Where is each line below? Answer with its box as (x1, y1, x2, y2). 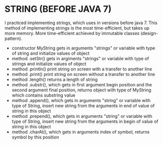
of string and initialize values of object (11, 50, 90, 56)
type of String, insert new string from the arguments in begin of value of (11, 118, 159, 124)
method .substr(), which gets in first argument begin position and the (11, 81, 152, 87)
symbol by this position (11, 134, 59, 140)
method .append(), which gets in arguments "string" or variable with (11, 97, 151, 103)
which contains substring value (11, 92, 76, 98)
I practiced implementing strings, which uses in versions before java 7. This (4, 20, 158, 26)
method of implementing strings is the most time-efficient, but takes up (4, 25, 150, 31)
